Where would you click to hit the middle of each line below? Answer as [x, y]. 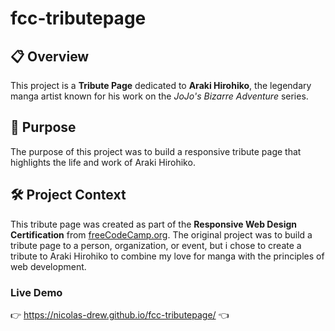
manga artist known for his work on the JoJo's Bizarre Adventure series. [159, 96]
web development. [48, 266]
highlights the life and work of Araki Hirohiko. [103, 162]
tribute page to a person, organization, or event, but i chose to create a [156, 245]
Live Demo [36, 292]
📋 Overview [50, 56]
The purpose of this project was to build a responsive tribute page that [156, 151]
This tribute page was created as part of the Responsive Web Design [153, 224]
